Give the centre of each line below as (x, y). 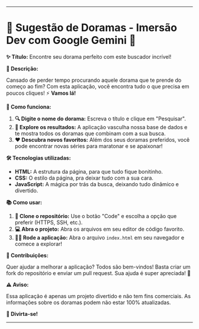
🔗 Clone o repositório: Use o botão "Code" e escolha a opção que (96, 216)
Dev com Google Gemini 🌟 (71, 41)
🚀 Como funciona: (29, 107)
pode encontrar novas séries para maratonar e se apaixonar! (89, 146)
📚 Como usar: (24, 202)
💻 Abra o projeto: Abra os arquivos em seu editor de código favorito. (99, 229)
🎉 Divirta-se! (22, 314)
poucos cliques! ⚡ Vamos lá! (41, 93)
